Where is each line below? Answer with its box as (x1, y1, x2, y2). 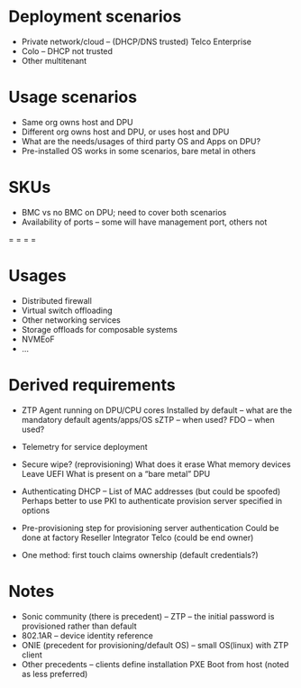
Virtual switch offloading (21, 305, 114, 316)
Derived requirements (8, 374, 177, 395)
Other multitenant (21, 55, 87, 66)
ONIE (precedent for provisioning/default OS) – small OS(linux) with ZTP (21, 639, 289, 650)
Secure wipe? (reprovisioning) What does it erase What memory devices (21, 458, 291, 470)
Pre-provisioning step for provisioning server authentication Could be (21, 522, 280, 533)
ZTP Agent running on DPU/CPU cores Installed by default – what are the (21, 404, 293, 416)
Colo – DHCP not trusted (21, 45, 114, 56)
